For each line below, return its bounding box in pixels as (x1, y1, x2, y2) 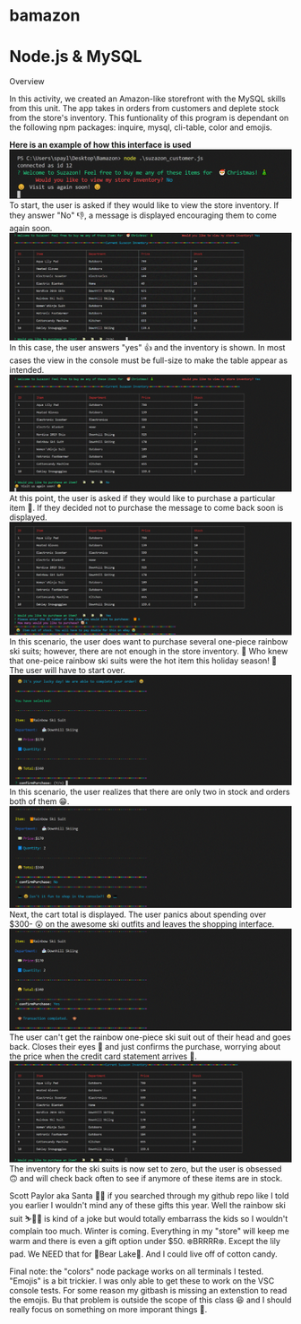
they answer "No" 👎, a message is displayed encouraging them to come (9, 210, 278, 221)
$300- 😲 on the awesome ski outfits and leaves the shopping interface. (9, 918, 275, 929)
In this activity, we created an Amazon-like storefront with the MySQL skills (9, 93, 287, 104)
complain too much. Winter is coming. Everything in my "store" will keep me (9, 1225, 289, 1237)
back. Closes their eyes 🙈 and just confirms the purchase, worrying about (9, 1042, 281, 1052)
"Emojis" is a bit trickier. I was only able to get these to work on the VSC (9, 1276, 275, 1286)
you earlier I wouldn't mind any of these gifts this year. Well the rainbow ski (9, 1200, 287, 1211)
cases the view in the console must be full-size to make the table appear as (9, 355, 288, 366)
